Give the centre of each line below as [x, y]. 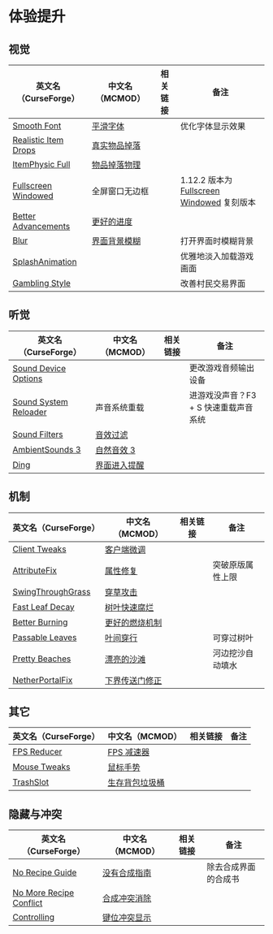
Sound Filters [38, 434]
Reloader [30, 412]
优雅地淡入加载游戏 [217, 256]
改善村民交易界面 [213, 283]
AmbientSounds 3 [47, 449]
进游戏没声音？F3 [223, 395]
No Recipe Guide [45, 872]
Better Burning [40, 622]
